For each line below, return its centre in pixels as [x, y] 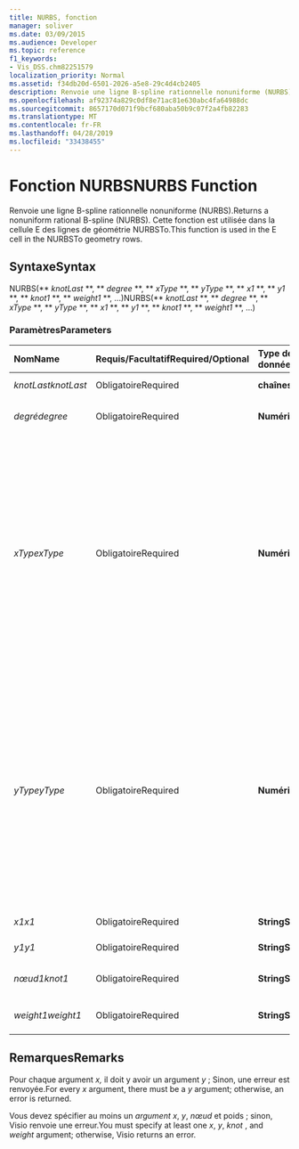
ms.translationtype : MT [53, 117]
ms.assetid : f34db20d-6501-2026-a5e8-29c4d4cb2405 [105, 84]
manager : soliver [41, 26]
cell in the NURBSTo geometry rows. [76, 239]
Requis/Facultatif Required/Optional [173, 359]
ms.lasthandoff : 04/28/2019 [61, 134]
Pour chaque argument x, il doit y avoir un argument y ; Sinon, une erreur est [149, 1080]
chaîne [272, 385]
